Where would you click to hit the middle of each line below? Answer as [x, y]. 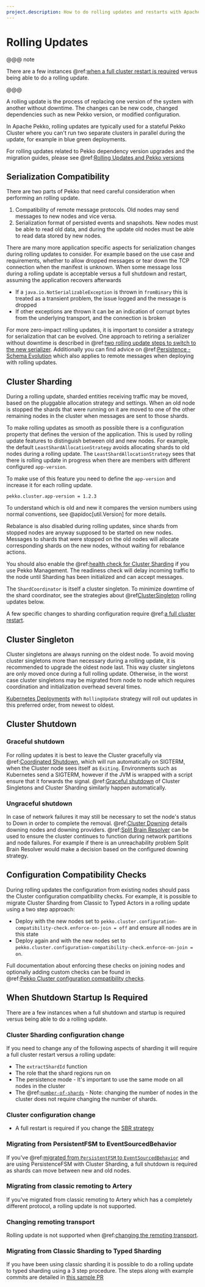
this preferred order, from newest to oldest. [60, 705]
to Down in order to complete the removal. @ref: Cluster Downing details [97, 823]
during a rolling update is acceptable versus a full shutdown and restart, [97, 274]
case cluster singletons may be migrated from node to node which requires [101, 680]
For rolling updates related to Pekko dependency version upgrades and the [100, 151]
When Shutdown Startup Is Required [77, 998]
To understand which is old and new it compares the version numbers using [102, 508]
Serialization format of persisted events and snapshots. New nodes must [106, 223]
